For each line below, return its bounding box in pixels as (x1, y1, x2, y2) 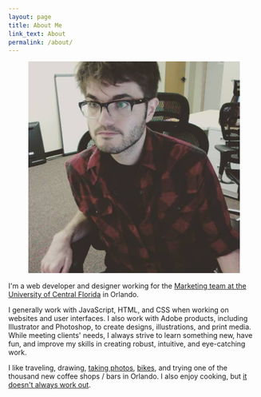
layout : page (8, 13, 52, 21)
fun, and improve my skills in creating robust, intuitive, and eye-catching (8, 339, 246, 349)
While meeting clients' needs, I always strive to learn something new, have (8, 331, 253, 340)
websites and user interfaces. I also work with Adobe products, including (8, 314, 248, 324)
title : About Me (8, 21, 62, 30)
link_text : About (8, 30, 66, 38)
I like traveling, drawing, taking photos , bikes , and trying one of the (8, 363, 227, 373)
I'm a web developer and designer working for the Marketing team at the (8, 281, 247, 291)
